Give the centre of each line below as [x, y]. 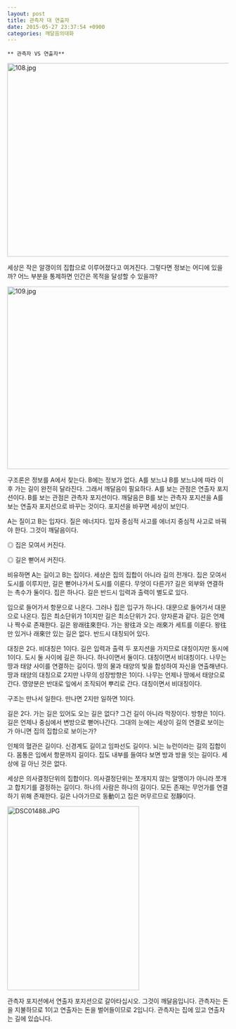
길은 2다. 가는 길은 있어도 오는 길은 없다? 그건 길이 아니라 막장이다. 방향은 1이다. [117, 714]
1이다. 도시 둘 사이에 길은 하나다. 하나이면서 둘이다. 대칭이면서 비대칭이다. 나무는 [117, 657]
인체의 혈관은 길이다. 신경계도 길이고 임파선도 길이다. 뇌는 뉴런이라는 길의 [107, 746]
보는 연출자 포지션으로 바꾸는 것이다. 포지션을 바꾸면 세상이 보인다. [98, 506]
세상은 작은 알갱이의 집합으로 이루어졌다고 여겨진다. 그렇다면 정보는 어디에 [109, 268]
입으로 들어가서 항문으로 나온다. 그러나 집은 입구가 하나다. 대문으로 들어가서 [110, 608]
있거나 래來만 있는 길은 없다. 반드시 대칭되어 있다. [82, 634]
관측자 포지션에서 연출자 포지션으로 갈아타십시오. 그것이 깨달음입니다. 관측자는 [114, 1001]
